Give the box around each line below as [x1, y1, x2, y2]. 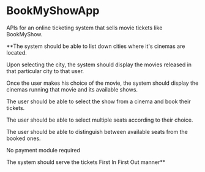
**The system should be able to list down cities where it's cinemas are [6, 42, 185, 50]
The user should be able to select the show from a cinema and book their [6, 98, 191, 105]
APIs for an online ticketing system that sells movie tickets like [6, 24, 163, 31]
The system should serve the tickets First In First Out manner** [6, 158, 166, 166]
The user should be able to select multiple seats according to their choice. [6, 116, 193, 123]
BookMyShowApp [6, 4, 100, 18]
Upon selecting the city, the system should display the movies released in [6, 61, 192, 68]
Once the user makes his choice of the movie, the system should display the [6, 79, 199, 87]
